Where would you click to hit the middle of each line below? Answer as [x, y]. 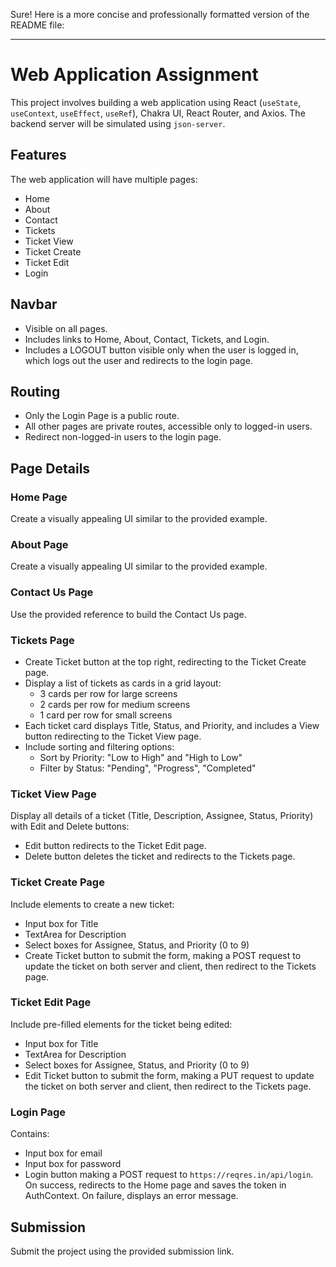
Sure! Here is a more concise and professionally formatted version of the [160, 14]
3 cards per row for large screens [108, 693]
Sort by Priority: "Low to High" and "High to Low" [141, 757]
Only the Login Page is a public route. [102, 416]
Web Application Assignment [134, 75]
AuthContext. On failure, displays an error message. [131, 1196]
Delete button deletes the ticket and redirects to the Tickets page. [160, 856]
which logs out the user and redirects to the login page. [138, 360]
